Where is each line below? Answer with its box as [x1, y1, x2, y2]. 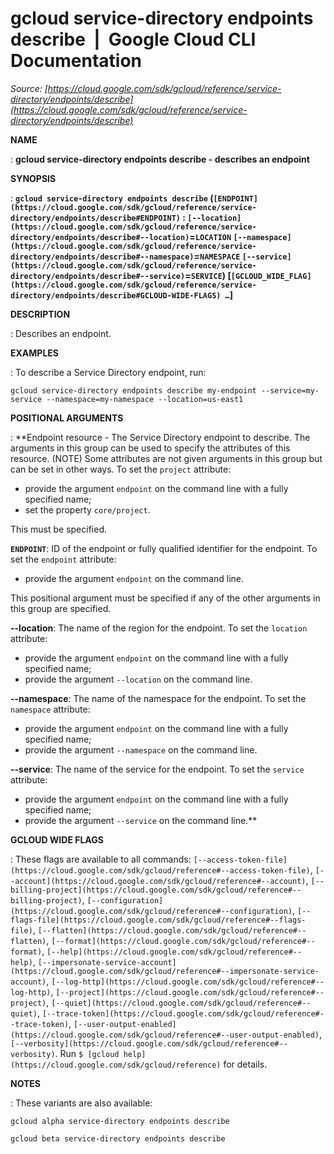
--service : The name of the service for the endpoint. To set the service [10, 763, 305, 775]
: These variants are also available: [10, 1097, 153, 1109]
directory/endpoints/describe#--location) [10, 232, 190, 242]
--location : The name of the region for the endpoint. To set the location [10, 622, 308, 634]
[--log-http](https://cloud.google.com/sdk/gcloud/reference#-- [51, 977, 325, 987]
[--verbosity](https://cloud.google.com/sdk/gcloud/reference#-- [10, 1038, 288, 1049]
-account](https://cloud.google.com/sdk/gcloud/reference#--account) [10, 876, 307, 886]
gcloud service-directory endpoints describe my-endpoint [10, 385, 257, 396]
